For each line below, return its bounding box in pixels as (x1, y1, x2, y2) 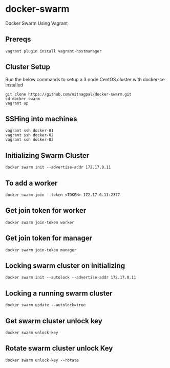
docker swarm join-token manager (5, 247, 77, 252)
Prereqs (5, 35, 31, 44)
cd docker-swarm (5, 96, 40, 101)
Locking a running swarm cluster (5, 289, 113, 298)
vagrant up (5, 101, 29, 106)
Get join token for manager (5, 234, 93, 243)
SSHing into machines (5, 114, 78, 123)
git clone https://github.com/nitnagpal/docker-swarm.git (5, 91, 132, 97)
